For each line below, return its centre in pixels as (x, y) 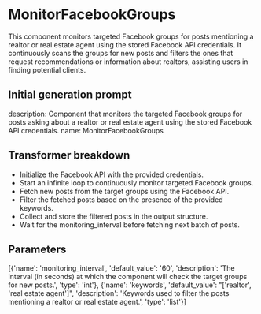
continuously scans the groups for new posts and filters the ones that (121, 53)
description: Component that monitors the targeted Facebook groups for (125, 114)
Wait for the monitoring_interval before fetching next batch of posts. (129, 224)
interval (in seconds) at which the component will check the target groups (128, 277)
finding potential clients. (47, 69)
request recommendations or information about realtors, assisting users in (128, 62)
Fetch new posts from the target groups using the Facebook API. (124, 191)
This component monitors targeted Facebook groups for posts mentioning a (131, 36)
